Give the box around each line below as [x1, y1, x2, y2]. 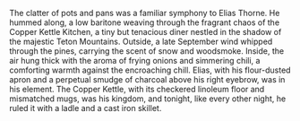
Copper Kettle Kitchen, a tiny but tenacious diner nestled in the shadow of [9, 27, 282, 37]
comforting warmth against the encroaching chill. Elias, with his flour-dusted [9, 65, 291, 75]
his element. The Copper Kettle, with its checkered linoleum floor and [9, 84, 265, 94]
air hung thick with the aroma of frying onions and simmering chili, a [9, 56, 261, 65]
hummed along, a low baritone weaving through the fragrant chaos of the [9, 17, 280, 28]
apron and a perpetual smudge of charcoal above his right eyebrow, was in [9, 74, 286, 84]
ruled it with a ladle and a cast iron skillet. [9, 103, 162, 113]
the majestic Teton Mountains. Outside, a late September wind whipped [9, 36, 273, 47]
